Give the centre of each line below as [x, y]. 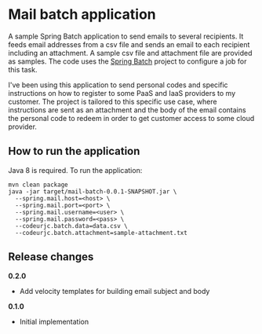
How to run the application [74, 151]
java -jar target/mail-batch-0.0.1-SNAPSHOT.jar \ [93, 191]
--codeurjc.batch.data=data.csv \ [71, 226]
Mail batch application [82, 15]
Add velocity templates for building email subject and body [115, 291]
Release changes [51, 257]
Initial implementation [54, 321]
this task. [23, 69]
